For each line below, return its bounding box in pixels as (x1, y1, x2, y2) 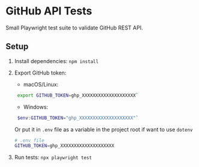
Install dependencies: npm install (14, 57, 99, 64)
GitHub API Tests (5, 4, 93, 18)
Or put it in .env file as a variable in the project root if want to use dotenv (14, 126, 193, 133)
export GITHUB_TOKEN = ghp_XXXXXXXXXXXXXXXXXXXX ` (17, 92, 139, 99)
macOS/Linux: (23, 80, 58, 88)
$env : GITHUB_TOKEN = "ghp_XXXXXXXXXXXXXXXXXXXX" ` (17, 115, 139, 121)
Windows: (23, 103, 49, 111)
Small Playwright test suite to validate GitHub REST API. (5, 24, 143, 31)
